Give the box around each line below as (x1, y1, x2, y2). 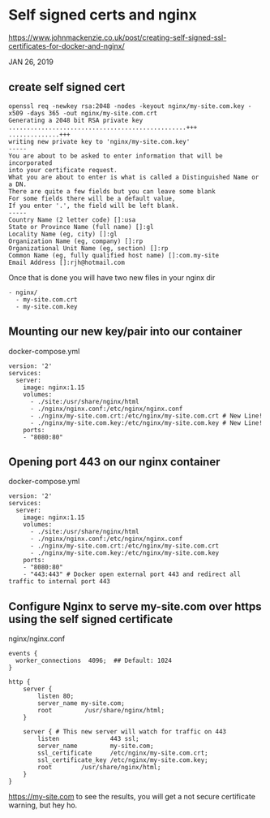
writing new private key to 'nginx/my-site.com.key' (8, 137, 191, 145)
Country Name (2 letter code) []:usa (8, 215, 136, 224)
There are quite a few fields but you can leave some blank (8, 187, 216, 196)
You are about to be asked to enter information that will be (8, 152, 223, 160)
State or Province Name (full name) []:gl (8, 223, 154, 231)
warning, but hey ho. (8, 800, 78, 810)
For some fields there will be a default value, (8, 194, 176, 202)
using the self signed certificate (8, 612, 174, 626)
